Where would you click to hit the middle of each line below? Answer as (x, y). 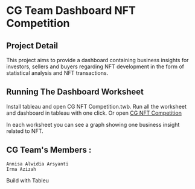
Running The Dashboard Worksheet (75, 92)
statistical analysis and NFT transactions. (57, 73)
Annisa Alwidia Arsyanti (37, 164)
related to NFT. (25, 131)
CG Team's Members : (49, 150)
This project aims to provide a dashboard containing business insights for (97, 60)
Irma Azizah (21, 169)
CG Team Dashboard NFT (71, 11)
